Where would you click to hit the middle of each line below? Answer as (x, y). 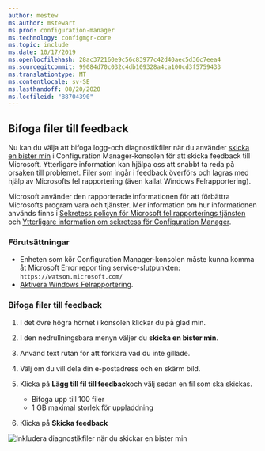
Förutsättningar (39, 242)
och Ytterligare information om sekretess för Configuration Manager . (120, 222)
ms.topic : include (38, 45)
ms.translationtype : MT (47, 74)
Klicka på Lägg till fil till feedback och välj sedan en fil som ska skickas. (136, 384)
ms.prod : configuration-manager (61, 30)
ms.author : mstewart (42, 23)
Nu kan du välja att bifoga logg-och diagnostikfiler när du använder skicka (129, 148)
